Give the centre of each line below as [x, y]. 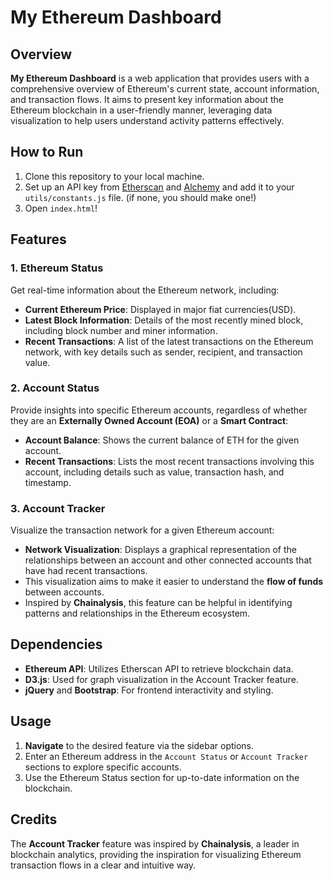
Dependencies [56, 644]
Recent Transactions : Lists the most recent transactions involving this [169, 461]
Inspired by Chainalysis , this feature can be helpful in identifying [158, 603]
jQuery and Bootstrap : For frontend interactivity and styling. [149, 690]
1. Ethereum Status [57, 268]
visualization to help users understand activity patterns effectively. [147, 120]
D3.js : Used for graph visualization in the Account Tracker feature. [161, 679]
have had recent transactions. [86, 571]
